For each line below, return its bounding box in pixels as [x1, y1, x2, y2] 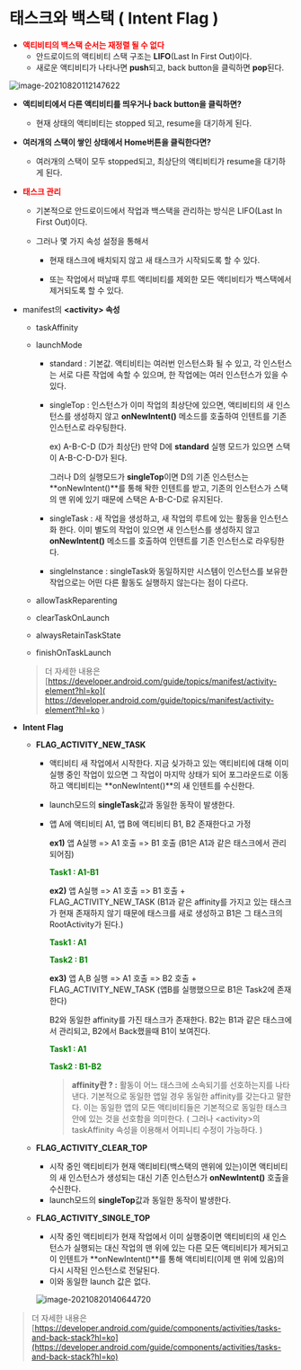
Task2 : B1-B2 [49, 1061, 102, 1072]
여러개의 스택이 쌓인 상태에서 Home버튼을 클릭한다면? [22, 137, 211, 147]
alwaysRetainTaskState [35, 630, 121, 641]
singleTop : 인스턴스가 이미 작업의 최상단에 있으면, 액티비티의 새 [49, 399, 274, 410]
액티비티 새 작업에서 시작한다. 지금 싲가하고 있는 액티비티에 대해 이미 [49, 757, 289, 768]
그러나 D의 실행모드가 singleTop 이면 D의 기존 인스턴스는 [49, 471, 249, 482]
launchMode [35, 339, 83, 350]
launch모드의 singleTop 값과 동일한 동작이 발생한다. [49, 1194, 232, 1205]
